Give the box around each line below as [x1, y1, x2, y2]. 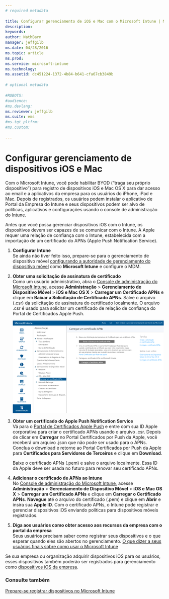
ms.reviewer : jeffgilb [5, 109, 53, 114]
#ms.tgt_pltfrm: [5, 120, 39, 125]
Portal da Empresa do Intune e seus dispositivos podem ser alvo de [5, 201, 145, 207]
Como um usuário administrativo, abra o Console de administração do [12, 278, 158, 284]
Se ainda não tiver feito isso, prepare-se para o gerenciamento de [12, 252, 149, 259]
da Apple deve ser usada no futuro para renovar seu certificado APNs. [12, 465, 159, 471]
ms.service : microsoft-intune [5, 61, 69, 66]
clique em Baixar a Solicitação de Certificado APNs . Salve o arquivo [12, 294, 156, 300]
